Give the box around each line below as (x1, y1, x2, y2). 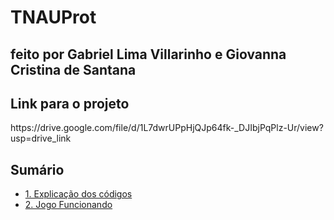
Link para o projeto (10, 95, 130, 112)
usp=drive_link (10, 132, 72, 145)
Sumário (10, 161, 65, 178)
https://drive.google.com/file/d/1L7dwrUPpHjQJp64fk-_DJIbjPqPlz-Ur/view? (10, 122, 324, 134)
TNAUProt (10, 6, 97, 29)
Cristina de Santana (10, 61, 137, 78)
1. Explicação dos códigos (24, 188, 133, 200)
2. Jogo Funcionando (24, 199, 113, 211)
